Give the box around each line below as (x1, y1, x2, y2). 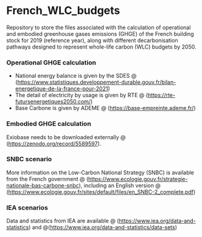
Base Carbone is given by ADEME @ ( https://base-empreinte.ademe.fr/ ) (15, 105, 196, 112)
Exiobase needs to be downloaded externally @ (6, 133, 126, 140)
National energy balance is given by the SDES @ (15, 72, 137, 80)
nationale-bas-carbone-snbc (6, 182, 79, 189)
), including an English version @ (78, 182, 161, 189)
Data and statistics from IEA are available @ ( (6, 217, 119, 225)
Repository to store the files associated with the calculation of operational (6, 24, 191, 31)
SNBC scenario (6, 155, 52, 163)
